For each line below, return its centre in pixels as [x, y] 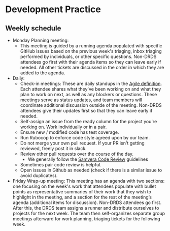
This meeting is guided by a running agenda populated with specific [91, 46]
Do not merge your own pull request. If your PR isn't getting [82, 143]
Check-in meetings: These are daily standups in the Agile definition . [91, 83]
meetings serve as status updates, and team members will [81, 100]
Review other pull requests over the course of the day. [77, 154]
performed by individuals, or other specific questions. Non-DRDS [88, 56]
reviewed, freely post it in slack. [54, 148]
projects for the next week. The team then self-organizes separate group [89, 213]
